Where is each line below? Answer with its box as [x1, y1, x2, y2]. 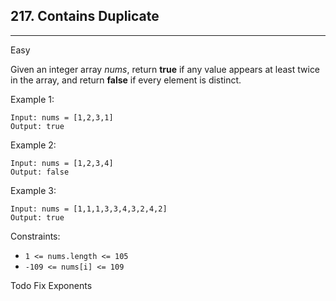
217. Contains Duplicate [10, 8, 160, 25]
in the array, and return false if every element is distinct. [10, 74, 242, 86]
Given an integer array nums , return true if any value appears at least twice [10, 63, 321, 75]
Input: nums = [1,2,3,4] [10, 158, 114, 168]
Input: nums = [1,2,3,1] [10, 112, 114, 123]
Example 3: [10, 184, 57, 196]
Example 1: [10, 93, 55, 105]
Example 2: [10, 139, 57, 151]
